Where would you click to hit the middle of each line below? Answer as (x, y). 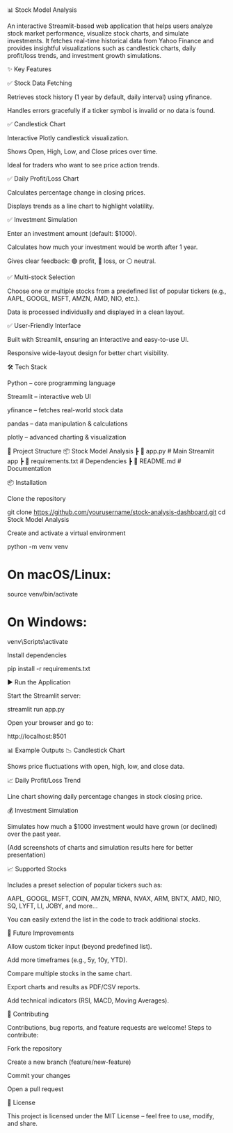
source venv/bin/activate (43, 594)
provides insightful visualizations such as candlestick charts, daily (102, 48)
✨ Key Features (30, 69)
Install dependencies (37, 655)
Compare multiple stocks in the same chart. (70, 973)
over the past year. (34, 834)
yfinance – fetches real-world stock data (65, 410)
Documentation (29, 468)
